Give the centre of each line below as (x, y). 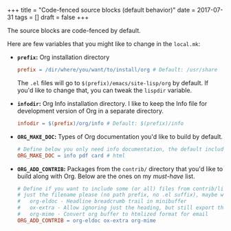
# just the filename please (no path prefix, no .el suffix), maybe (117, 195)
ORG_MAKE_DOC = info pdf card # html (71, 155)
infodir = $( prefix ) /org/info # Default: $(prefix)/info (100, 123)
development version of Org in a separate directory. (90, 111)
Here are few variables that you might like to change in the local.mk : (104, 44)
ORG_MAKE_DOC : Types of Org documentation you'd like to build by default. (120, 136)
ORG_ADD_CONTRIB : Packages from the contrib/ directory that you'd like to (120, 168)
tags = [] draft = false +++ (52, 17)
